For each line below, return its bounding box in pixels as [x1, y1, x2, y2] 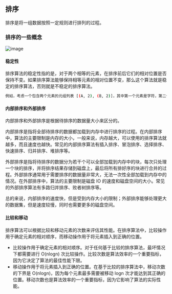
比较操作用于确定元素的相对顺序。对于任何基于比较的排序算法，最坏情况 [12, 244, 165, 250]
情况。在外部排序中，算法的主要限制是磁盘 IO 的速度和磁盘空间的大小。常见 [5, 178, 165, 184]
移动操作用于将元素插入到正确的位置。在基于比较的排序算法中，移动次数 [12, 264, 165, 270]
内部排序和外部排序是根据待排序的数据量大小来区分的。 [5, 118, 122, 124]
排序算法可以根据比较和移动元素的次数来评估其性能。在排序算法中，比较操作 [5, 227, 167, 233]
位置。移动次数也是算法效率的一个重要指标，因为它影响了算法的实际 [12, 277, 157, 283]
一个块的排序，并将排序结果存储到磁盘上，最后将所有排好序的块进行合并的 [5, 165, 162, 171]
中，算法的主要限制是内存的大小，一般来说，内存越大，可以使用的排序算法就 [5, 135, 167, 141]
